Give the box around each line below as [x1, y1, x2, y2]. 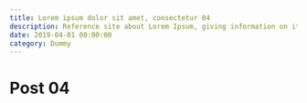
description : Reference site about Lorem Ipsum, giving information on [9, 22, 288, 31]
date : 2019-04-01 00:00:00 [9, 30, 112, 39]
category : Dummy [9, 38, 71, 48]
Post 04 [9, 78, 70, 98]
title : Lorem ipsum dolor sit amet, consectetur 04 [9, 13, 210, 23]
